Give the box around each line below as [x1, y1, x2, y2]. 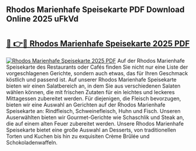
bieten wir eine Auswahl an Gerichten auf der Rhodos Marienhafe [6, 101, 166, 108]
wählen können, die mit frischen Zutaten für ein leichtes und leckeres [6, 89, 175, 95]
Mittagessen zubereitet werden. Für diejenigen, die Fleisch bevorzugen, [6, 95, 182, 102]
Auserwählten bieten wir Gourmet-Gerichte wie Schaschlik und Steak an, [6, 114, 185, 121]
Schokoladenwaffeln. [6, 139, 58, 146]
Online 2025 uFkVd [6, 14, 79, 24]
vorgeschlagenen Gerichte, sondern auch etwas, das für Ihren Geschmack [6, 70, 188, 76]
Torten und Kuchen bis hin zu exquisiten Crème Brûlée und [6, 133, 150, 140]
